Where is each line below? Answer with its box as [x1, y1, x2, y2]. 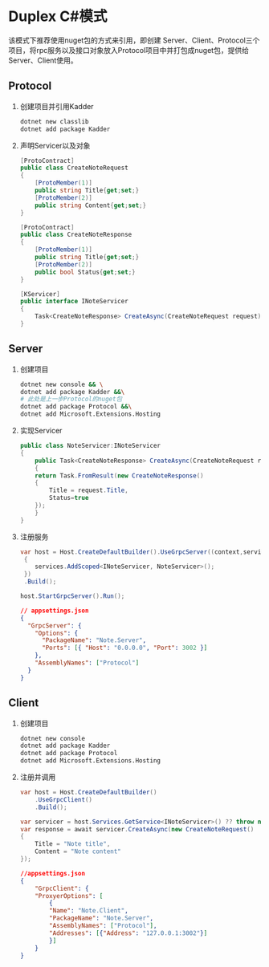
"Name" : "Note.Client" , [49, 907, 128, 915]
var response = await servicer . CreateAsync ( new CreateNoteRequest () [19, 825, 255, 833]
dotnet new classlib [19, 117, 89, 125]
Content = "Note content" [35, 847, 122, 855]
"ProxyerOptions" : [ [35, 892, 104, 900]
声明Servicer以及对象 [19, 140, 91, 150]
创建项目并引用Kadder [19, 101, 94, 111]
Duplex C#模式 [8, 7, 108, 26]
